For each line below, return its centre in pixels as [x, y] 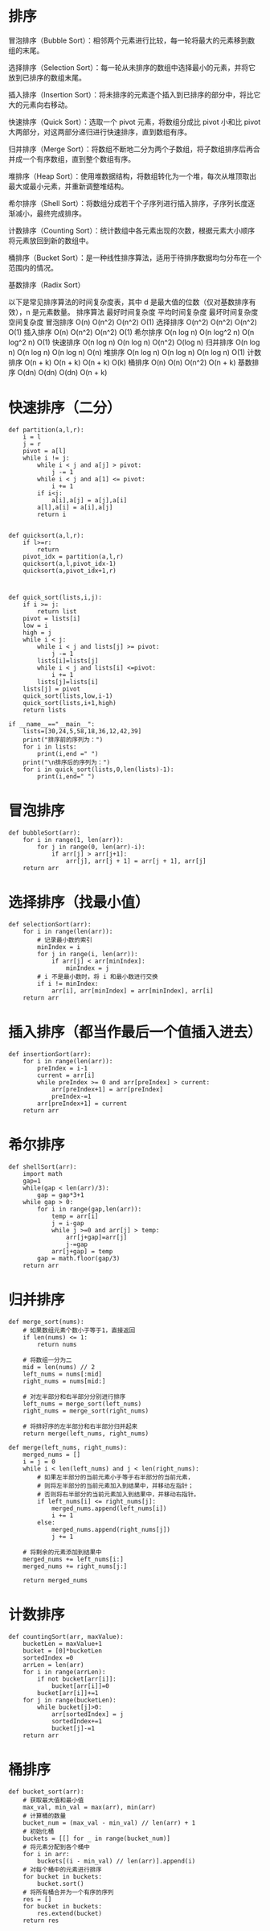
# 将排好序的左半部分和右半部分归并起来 [80, 1426]
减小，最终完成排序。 [50, 213]
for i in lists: [50, 747]
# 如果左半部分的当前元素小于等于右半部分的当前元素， [116, 1477]
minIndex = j [88, 968]
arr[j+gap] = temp [82, 1251]
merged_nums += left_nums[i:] [74, 1559]
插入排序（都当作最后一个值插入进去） [135, 1032]
